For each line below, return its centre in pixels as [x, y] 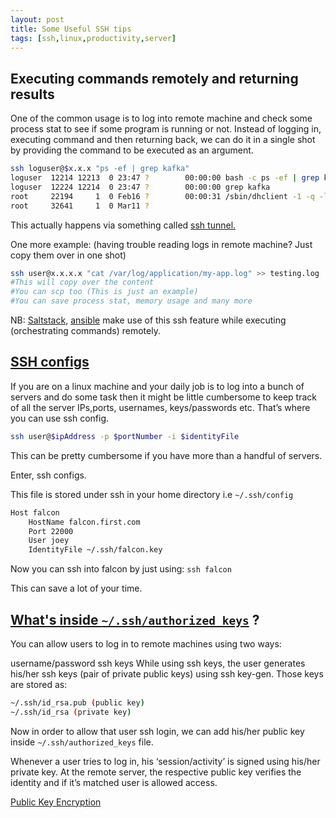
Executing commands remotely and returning [154, 78]
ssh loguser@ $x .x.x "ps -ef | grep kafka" [100, 169]
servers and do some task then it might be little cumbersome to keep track [163, 397]
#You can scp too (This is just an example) [104, 292]
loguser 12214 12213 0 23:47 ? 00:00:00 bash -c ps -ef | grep [165, 178]
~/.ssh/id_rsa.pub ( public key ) [77, 702]
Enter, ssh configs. [48, 475]
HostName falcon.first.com [84, 522]
